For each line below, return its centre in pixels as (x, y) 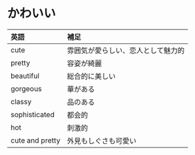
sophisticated (33, 114)
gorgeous (26, 88)
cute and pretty (36, 140)
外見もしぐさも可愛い (102, 141)
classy (21, 101)
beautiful (25, 76)
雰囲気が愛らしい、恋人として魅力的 (126, 50)
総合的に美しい (91, 76)
